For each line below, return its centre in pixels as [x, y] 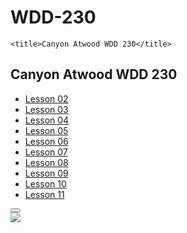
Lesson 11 [44, 194]
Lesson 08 [46, 162]
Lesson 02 [46, 98]
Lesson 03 [46, 109]
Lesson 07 [46, 152]
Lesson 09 [46, 173]
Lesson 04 [47, 120]
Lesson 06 [46, 141]
